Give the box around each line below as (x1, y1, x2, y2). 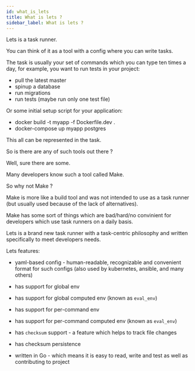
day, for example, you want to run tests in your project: (6, 65, 140, 72)
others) (14, 271, 33, 279)
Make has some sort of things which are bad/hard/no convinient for (6, 212, 172, 219)
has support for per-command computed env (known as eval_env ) (14, 318, 177, 325)
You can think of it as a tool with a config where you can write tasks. (6, 47, 174, 55)
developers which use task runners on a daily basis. (6, 218, 134, 226)
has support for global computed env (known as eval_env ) (14, 294, 158, 302)
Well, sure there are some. (6, 160, 71, 167)
